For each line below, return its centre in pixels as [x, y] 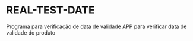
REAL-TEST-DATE [50, 10]
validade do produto [31, 32]
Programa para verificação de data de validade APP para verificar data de [96, 26]
